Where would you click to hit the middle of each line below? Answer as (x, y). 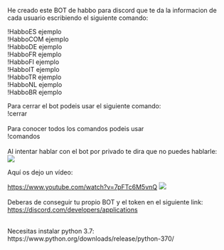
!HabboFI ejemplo (33, 62)
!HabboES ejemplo (34, 32)
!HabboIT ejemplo (33, 69)
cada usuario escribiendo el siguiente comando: (78, 18)
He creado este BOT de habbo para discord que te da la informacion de (112, 10)
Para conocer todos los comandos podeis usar (76, 129)
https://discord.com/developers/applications (73, 210)
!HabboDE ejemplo (35, 47)
